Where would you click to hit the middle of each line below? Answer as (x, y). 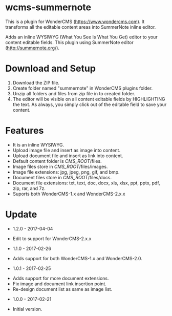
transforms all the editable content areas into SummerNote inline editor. (81, 27)
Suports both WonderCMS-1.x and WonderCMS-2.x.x (69, 194)
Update (21, 215)
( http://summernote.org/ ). (33, 48)
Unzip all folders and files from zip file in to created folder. (74, 93)
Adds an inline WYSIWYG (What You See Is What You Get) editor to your (81, 37)
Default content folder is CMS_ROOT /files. (57, 161)
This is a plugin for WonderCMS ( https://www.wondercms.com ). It (75, 22)
